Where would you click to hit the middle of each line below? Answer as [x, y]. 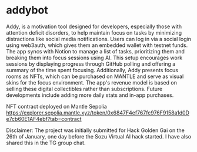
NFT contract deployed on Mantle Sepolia [56, 106]
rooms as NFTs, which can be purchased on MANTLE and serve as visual [95, 76]
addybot [27, 10]
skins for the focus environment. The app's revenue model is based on [92, 82]
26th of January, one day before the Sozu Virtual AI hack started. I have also [99, 136]
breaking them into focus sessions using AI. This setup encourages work [94, 58]
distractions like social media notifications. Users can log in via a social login [98, 39]
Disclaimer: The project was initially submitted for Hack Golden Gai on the [96, 130]
